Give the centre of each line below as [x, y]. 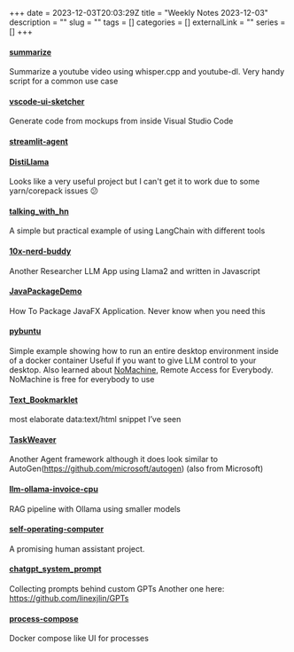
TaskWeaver [33, 439]
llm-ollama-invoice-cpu [54, 489]
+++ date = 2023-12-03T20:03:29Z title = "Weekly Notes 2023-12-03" [139, 13]
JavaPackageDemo [46, 291]
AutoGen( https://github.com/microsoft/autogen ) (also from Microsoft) [136, 468]
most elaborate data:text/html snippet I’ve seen [95, 420]
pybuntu [25, 331]
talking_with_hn [39, 211]
